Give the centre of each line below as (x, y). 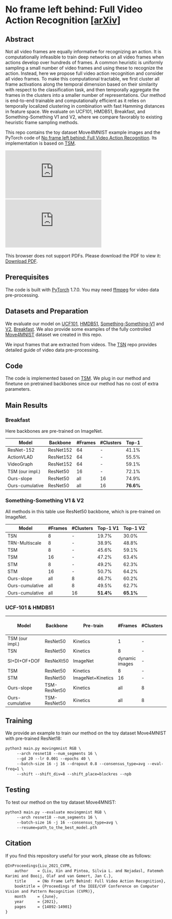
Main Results (26, 405)
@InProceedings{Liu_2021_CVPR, (39, 866)
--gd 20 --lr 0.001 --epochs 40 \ (53, 759)
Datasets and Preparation (47, 311)
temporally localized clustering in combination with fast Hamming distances (85, 106)
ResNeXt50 (57, 661)
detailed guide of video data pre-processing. (52, 350)
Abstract (20, 39)
